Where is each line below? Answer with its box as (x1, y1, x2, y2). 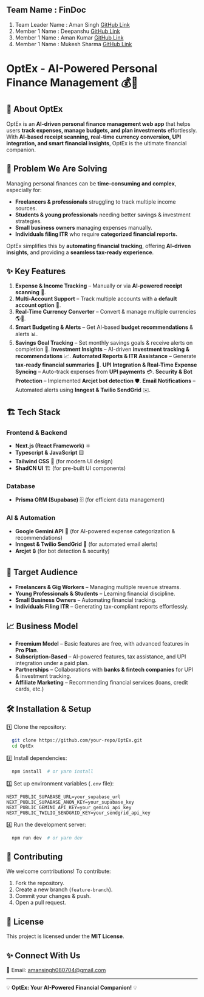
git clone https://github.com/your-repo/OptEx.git (12, 737, 143, 743)
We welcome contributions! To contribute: (6, 868, 111, 875)
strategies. (15, 217, 42, 224)
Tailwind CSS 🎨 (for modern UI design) (15, 458, 114, 465)
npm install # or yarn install (12, 768, 94, 774)
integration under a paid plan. (15, 660, 89, 667)
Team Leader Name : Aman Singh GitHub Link (15, 21, 131, 28)
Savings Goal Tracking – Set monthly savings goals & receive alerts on (15, 339, 193, 347)
